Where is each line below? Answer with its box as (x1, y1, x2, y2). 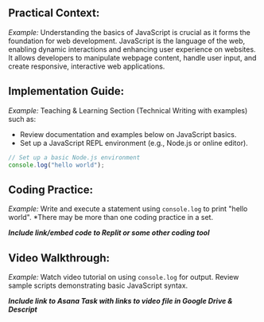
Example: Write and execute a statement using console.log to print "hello (8, 204, 248, 214)
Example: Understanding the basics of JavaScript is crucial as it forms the (8, 27, 250, 37)
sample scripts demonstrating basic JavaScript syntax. (8, 281, 188, 290)
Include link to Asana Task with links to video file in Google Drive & (8, 296, 233, 305)
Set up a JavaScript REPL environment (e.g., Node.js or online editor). (19, 138, 248, 147)
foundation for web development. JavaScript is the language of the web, (8, 36, 246, 45)
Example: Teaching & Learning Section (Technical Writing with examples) (8, 105, 248, 115)
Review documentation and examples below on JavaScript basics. (19, 129, 237, 139)
